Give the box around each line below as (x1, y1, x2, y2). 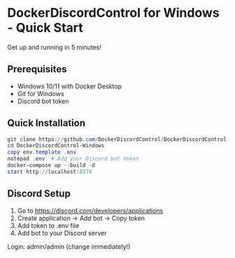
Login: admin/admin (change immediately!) (7, 242, 131, 250)
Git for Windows (17, 89, 64, 97)
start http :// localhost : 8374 (7, 168, 92, 175)
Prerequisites (7, 63, 67, 75)
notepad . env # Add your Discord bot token (7, 156, 139, 163)
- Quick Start (7, 20, 84, 36)
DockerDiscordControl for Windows (7, 5, 220, 21)
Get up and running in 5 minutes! (7, 43, 101, 51)
